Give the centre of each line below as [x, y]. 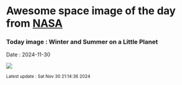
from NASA [34, 23]
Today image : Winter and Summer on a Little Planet [82, 42]
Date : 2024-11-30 [28, 55]
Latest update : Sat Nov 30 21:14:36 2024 [48, 77]
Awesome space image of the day [91, 11]
